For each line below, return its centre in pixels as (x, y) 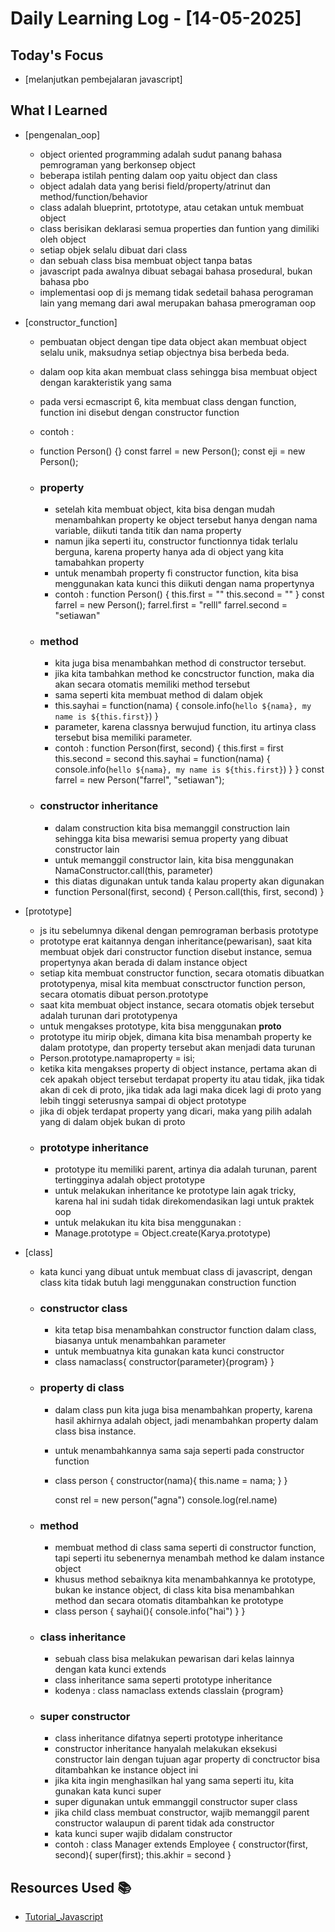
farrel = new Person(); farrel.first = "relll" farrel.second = (171, 605)
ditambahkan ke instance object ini (126, 1770)
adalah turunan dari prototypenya (108, 1015)
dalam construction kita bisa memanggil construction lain (172, 828)
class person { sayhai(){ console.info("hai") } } (150, 1611)
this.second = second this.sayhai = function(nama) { (162, 759)
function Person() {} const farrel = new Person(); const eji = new (172, 451)
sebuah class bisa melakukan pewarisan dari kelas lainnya (174, 1659)
